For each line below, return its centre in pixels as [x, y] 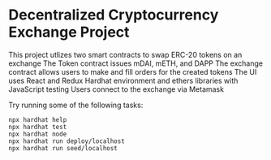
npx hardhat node [38, 134]
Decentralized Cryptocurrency [114, 15]
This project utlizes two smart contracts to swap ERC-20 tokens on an [125, 54]
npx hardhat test [38, 127]
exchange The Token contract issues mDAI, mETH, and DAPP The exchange [136, 63]
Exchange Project [69, 32]
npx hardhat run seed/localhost [63, 148]
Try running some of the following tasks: [76, 105]
